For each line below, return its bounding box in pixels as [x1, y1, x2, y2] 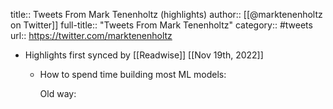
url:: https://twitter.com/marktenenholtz [10, 30, 173, 41]
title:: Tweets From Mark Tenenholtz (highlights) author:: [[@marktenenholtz [10, 9, 323, 20]
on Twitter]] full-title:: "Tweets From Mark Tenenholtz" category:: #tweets [10, 19, 313, 31]
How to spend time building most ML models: [39, 69, 227, 80]
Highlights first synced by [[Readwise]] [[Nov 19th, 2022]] [24, 49, 264, 61]
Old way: [39, 88, 77, 99]
